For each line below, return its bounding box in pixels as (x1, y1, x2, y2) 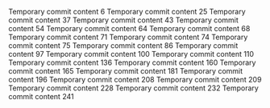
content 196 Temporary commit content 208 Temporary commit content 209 (8, 75, 262, 84)
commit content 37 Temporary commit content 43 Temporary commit (8, 15, 239, 25)
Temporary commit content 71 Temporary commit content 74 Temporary (8, 32, 248, 42)
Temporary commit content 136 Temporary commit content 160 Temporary (8, 58, 256, 67)
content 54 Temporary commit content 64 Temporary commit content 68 (8, 24, 251, 33)
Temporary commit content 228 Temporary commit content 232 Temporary (8, 83, 260, 93)
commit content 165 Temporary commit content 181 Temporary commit (8, 66, 243, 75)
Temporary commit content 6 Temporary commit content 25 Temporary (8, 7, 246, 16)
